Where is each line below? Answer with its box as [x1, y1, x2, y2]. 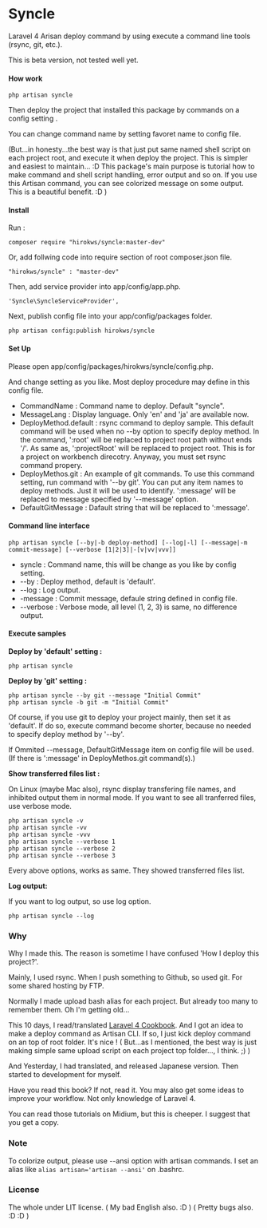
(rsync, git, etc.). [8, 39, 63, 49]
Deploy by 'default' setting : [8, 646, 103, 656]
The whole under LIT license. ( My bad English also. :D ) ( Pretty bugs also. [8, 1202, 253, 1212]
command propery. [19, 460, 83, 469]
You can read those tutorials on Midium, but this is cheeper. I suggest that [8, 1109, 251, 1119]
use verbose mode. [8, 801, 72, 810]
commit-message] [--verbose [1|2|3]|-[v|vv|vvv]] [8, 545, 177, 553]
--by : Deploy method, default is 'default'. [19, 576, 155, 586]
